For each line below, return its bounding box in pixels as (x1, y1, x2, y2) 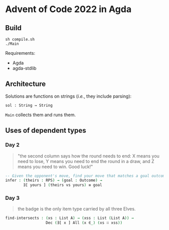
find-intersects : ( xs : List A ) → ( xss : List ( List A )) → (5, 215, 134, 221)
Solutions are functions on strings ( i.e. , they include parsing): (5, 93, 132, 99)
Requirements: (5, 50, 35, 56)
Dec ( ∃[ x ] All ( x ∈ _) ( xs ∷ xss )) (45, 220, 123, 225)
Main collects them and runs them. (5, 112, 76, 118)
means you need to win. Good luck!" (17, 164, 93, 170)
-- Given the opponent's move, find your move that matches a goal (5, 173, 150, 178)
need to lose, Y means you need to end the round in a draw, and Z (17, 158, 154, 164)
